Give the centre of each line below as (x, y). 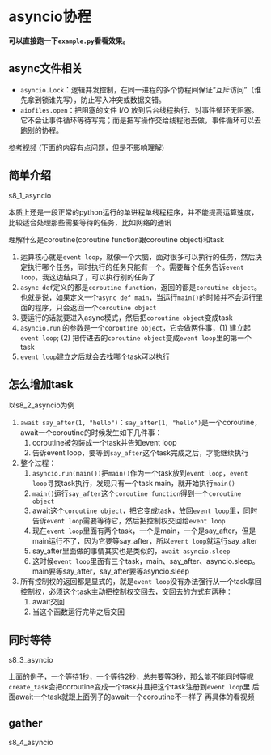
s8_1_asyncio (30, 195)
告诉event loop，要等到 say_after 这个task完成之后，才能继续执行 (140, 453)
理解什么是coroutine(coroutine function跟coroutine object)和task (116, 239)
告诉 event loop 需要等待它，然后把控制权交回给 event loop (129, 521)
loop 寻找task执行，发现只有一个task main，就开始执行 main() (134, 484)
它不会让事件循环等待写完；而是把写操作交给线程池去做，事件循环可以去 (140, 120)
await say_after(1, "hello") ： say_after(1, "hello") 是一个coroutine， (140, 423)
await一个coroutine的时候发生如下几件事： (91, 433)
